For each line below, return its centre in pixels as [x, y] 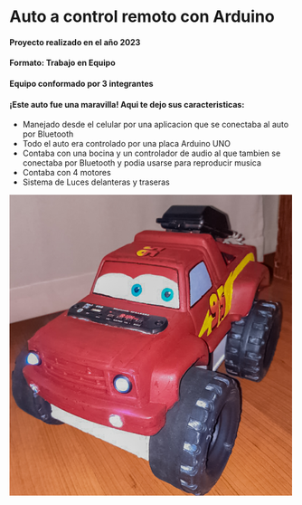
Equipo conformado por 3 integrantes [81, 83]
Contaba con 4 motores [66, 173]
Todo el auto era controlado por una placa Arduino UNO [127, 144]
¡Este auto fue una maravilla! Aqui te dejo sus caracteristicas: [127, 104]
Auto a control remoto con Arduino [142, 17]
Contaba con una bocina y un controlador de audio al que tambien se [151, 153]
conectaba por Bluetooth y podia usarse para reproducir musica [142, 163]
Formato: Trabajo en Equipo [62, 63]
